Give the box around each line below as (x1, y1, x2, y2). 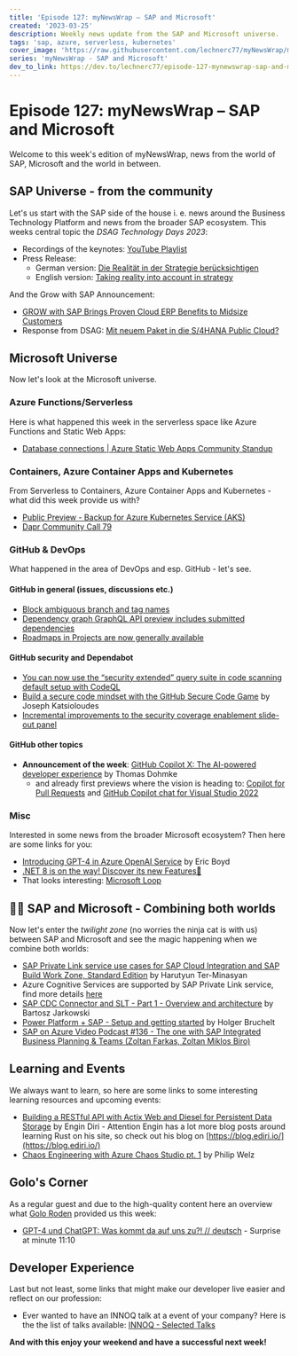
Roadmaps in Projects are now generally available (21, 631, 204, 643)
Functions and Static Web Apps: (9, 426, 127, 436)
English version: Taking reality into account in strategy (35, 271, 233, 282)
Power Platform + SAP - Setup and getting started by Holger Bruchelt (21, 1017, 276, 1028)
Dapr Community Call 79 (21, 521, 113, 532)
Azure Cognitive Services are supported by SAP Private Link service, (21, 979, 274, 990)
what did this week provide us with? (9, 495, 140, 506)
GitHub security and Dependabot (9, 653, 134, 663)
